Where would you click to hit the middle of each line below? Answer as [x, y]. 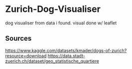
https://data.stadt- [66, 56]
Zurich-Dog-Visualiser [53, 9]
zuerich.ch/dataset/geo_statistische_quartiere [52, 61]
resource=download [26, 56]
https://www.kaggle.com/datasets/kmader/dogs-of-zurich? [66, 50]
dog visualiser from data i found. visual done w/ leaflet [61, 23]
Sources [18, 38]
